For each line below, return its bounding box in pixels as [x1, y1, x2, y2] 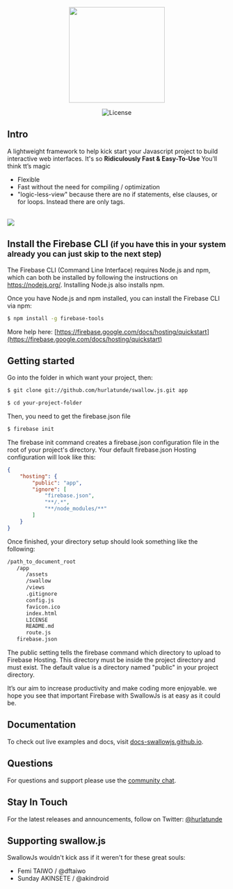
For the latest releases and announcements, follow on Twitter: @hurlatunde [7, 815, 223, 823]
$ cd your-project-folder [7, 400, 82, 407]
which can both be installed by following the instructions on [7, 273, 178, 281]
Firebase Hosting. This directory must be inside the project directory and [7, 656, 216, 664]
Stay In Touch [7, 796, 68, 808]
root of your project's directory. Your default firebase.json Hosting [7, 446, 197, 454]
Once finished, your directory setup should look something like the [7, 537, 198, 546]
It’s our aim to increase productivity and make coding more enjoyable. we [7, 684, 217, 693]
